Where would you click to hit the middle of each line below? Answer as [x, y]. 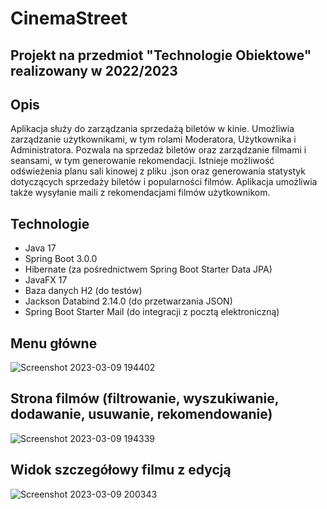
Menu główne [54, 343]
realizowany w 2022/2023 [94, 70]
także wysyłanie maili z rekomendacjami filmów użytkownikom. [140, 193]
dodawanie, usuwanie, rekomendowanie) [141, 414]
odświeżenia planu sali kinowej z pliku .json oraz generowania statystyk [158, 171]
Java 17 [40, 248]
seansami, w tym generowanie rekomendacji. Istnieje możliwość [142, 161]
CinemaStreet [69, 18]
